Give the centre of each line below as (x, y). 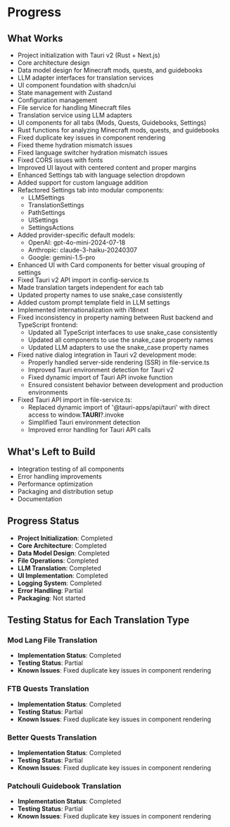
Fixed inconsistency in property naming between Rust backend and (115, 317)
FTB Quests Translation (48, 689)
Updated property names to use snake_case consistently (100, 295)
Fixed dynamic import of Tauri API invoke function (101, 377)
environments (48, 392)
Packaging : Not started (51, 598)
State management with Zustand (65, 93)
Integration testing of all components (71, 469)
